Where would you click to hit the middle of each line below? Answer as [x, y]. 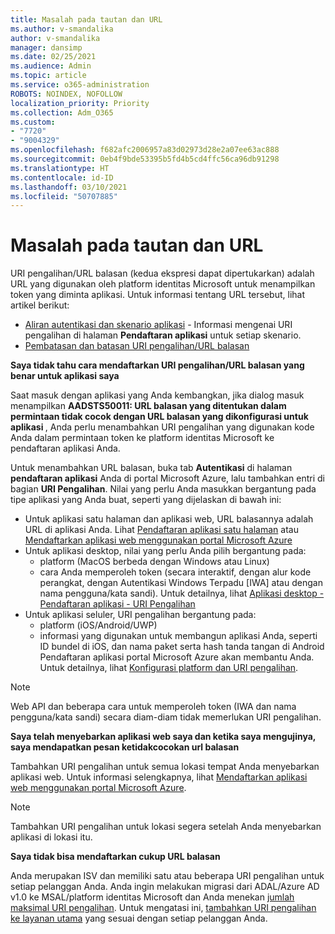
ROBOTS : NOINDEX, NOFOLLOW [66, 94]
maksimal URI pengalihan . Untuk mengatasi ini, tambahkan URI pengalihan [163, 908]
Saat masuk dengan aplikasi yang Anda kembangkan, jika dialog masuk [157, 395]
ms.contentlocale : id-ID [62, 177]
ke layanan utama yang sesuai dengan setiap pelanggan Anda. [139, 918]
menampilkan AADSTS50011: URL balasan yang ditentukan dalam [148, 406]
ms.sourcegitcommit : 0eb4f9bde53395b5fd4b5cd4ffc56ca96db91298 [145, 159]
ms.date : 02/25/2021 [53, 57]
